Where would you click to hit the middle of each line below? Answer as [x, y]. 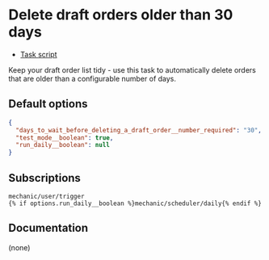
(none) [19, 247]
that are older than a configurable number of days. [92, 78]
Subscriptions [44, 178]
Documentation [48, 228]
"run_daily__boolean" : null [63, 145]
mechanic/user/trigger [46, 196]
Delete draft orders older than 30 [121, 15]
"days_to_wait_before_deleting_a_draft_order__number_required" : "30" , [139, 130]
